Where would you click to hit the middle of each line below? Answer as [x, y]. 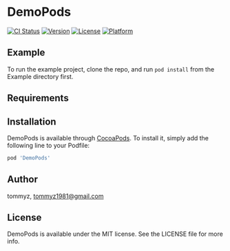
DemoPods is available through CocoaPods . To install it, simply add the [108, 138]
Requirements [38, 98]
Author [22, 179]
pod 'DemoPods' [29, 158]
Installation [32, 121]
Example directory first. [40, 76]
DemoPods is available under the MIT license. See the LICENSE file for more [115, 234]
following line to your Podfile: [49, 145]
